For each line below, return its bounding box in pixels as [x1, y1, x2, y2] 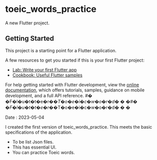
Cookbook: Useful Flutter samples [12, 72, 83, 78]
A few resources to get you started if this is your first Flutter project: [5, 57, 145, 63]
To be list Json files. [12, 139, 54, 145]
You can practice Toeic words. [12, 149, 75, 155]
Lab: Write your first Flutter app [12, 67, 77, 73]
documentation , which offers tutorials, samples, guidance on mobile [5, 87, 145, 93]
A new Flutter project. [5, 20, 50, 26]
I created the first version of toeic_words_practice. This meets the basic [5, 124, 153, 130]
